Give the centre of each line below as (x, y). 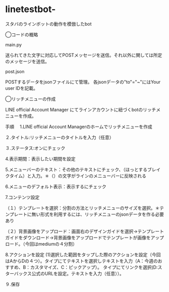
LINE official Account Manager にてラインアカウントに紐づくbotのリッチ (81, 109)
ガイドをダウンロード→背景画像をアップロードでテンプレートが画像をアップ (84, 238)
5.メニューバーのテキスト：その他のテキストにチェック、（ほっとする (76, 169)
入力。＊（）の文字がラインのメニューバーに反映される (89, 176)
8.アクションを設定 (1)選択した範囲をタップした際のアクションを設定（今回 (83, 254)
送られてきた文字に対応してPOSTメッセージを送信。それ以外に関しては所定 (84, 55)
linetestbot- (31, 9)
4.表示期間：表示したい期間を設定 (40, 159)
